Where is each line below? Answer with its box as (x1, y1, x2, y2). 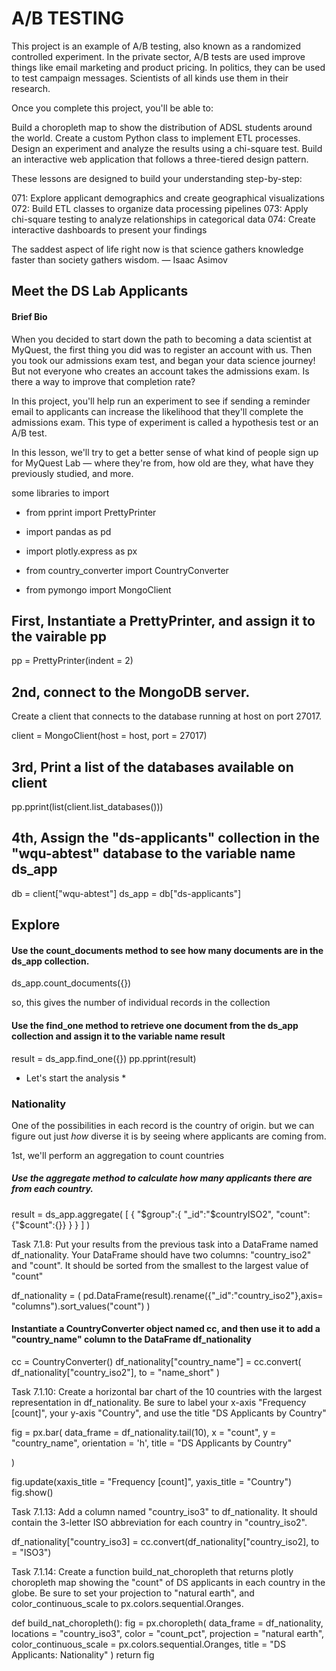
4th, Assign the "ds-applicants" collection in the (11, 830, 321, 847)
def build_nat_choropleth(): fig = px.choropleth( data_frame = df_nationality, (11, 1617, 324, 1629)
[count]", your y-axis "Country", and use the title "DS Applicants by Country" (11, 1407, 327, 1419)
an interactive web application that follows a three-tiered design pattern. (11, 153, 309, 165)
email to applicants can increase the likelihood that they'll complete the (11, 405, 304, 417)
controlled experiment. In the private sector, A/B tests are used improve (11, 50, 306, 62)
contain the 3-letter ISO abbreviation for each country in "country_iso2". (11, 1517, 308, 1529)
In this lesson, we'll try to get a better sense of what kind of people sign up (11, 446, 319, 458)
